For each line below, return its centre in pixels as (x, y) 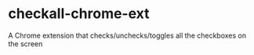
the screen (25, 43)
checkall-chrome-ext (79, 14)
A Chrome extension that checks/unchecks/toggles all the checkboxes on (127, 35)
